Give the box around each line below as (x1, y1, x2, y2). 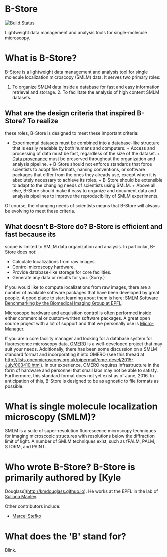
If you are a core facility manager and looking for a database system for (5, 335, 153, 341)
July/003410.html (5, 362, 41, 368)
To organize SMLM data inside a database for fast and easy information (12, 84, 160, 90)
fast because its (5, 230, 56, 239)
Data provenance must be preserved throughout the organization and (12, 156, 156, 162)
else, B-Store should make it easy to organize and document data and (12, 187, 156, 193)
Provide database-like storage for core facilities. (12, 269, 112, 275)
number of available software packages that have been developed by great (5, 289, 160, 295)
